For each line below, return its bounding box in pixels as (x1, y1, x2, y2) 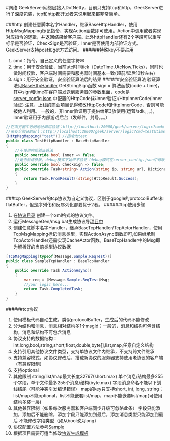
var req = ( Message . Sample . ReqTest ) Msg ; (24, 277, 110, 282)
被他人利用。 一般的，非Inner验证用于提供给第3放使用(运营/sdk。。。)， (13, 108, 158, 114)
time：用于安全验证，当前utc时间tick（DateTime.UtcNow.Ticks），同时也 (13, 64, 163, 70)
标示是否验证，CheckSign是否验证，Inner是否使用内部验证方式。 (6, 40, 141, 46)
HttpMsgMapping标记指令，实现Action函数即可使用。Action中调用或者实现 (6, 28, 162, 34)
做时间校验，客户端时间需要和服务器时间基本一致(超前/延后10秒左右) (13, 70, 155, 76)
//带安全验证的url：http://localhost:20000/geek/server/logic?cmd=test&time (6, 129, 165, 134)
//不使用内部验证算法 (15, 148, 53, 153)
